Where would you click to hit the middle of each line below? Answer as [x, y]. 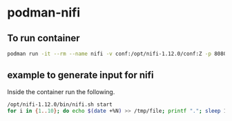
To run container [44, 38]
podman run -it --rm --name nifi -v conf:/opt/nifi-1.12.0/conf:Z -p [109, 54]
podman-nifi [44, 13]
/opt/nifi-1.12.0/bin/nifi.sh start [60, 104]
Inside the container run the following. [61, 91]
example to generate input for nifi [80, 75]
